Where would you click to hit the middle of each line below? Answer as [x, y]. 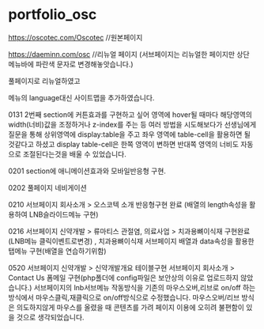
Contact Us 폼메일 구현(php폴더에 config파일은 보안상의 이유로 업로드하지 [123, 278]
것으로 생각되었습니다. [50, 317]
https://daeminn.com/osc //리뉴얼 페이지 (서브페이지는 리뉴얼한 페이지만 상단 [129, 54]
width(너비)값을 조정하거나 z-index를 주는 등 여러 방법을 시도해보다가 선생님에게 [132, 124]
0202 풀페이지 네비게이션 [47, 187]
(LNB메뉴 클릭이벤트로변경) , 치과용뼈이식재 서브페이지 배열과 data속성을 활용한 [131, 241]
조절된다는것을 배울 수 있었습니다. [74, 154]
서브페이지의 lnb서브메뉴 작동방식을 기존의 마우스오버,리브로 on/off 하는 [145, 287]
